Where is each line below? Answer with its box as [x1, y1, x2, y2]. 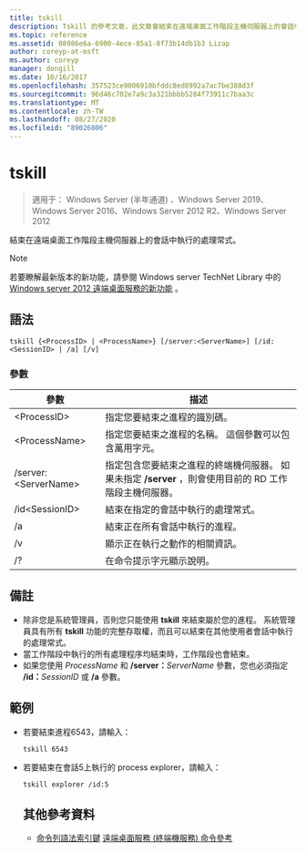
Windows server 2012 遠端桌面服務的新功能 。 [9, 282, 184, 293]
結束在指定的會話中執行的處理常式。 [105, 503, 261, 516]
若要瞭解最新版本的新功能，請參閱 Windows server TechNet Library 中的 [9, 271, 281, 282]
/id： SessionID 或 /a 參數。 [22, 671, 126, 682]
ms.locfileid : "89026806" [9, 124, 107, 133]
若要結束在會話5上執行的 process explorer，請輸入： [22, 762, 221, 773]
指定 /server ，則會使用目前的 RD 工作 [123, 473, 288, 486]
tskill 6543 [22, 744, 68, 754]
